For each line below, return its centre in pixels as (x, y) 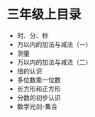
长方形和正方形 (39, 89)
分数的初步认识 (39, 97)
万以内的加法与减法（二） (54, 62)
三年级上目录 (44, 15)
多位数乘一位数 (39, 79)
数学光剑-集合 (37, 106)
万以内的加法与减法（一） (54, 44)
